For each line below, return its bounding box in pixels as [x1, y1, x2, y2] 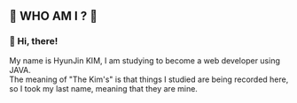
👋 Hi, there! [9, 35, 59, 48]
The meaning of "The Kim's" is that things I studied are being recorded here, [9, 74, 289, 85]
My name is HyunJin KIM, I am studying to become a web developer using [9, 55, 281, 66]
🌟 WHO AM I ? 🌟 [9, 9, 98, 24]
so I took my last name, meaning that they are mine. [9, 83, 198, 93]
